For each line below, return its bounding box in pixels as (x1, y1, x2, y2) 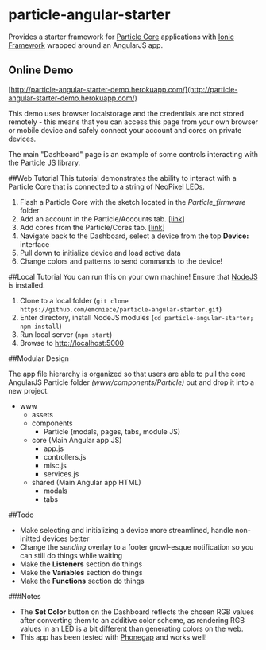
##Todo (8, 510, 34, 519)
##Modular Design (8, 353, 69, 363)
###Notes (8, 591, 41, 601)
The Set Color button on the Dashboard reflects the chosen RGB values (19, 607, 254, 617)
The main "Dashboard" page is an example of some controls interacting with (8, 149, 258, 159)
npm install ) (19, 321, 62, 331)
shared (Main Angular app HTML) (31, 477, 141, 487)
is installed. (8, 280, 45, 290)
